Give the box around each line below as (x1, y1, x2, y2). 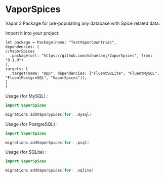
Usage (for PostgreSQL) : (5, 121, 58, 127)
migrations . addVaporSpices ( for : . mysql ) (5, 112, 92, 117)
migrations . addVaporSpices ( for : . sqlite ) (5, 168, 94, 173)
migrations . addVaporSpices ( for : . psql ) (5, 140, 90, 145)
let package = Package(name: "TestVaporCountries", (5, 39, 116, 45)
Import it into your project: (5, 30, 60, 36)
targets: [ (5, 66, 28, 71)
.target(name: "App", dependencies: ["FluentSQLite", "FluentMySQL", (10, 71, 159, 76)
